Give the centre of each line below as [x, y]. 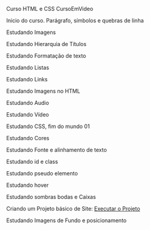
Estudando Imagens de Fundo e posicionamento [67, 220]
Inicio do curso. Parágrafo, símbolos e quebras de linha [75, 20]
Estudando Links [27, 79]
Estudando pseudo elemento [42, 173]
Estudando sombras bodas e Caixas [51, 197]
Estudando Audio [28, 103]
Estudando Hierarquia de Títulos [46, 44]
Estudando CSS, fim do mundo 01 [48, 126]
